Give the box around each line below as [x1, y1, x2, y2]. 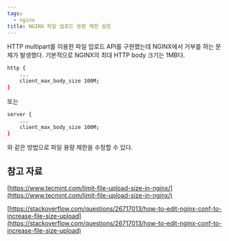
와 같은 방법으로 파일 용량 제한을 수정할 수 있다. [7, 144, 134, 152]
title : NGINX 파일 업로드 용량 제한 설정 [7, 23, 112, 30]
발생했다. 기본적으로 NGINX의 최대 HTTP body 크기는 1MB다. [19, 51, 185, 59]
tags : [7, 10, 23, 17]
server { [7, 111, 32, 117]
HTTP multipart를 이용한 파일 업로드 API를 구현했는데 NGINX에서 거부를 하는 [7, 43, 215, 51]
